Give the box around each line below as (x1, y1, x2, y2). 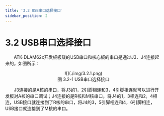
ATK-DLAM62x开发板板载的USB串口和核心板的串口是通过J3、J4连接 (14, 54, 155, 60)
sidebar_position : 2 (5, 13, 48, 18)
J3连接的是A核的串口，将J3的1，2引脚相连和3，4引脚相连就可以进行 (14, 87, 155, 93)
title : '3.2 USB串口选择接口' (5, 8, 63, 13)
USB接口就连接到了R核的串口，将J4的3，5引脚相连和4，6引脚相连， (13, 100, 155, 106)
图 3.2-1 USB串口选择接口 (57, 76, 110, 82)
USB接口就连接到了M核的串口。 (5, 106, 71, 112)
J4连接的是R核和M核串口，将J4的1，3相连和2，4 (51, 93, 153, 99)
